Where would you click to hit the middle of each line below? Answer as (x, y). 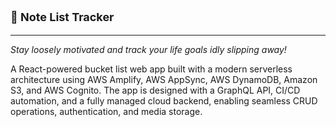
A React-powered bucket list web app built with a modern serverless (151, 69)
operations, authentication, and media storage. (106, 111)
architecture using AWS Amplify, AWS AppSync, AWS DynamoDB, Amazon (164, 79)
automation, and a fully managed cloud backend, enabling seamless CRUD (164, 101)
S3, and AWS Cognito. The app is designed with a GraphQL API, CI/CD (155, 90)
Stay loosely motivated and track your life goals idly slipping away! (148, 49)
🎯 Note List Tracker (62, 17)
